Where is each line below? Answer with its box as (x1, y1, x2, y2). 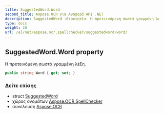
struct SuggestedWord (12, 93, 58, 99)
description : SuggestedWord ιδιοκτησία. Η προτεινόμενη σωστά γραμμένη (5, 16, 154, 21)
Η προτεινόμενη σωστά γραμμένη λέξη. (5, 61, 86, 67)
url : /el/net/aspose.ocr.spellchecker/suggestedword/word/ (5, 30, 128, 35)
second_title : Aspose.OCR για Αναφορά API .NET (5, 12, 104, 17)
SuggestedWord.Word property (5, 48, 104, 56)
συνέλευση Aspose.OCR (12, 103, 62, 109)
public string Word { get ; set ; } (5, 70, 76, 75)
